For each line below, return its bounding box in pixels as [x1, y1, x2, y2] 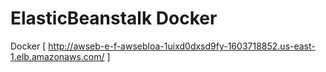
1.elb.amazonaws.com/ [10, 50, 105, 62]
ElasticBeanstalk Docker [10, 7, 218, 30]
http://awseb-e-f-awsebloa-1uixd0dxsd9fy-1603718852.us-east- [48, 40, 316, 52]
